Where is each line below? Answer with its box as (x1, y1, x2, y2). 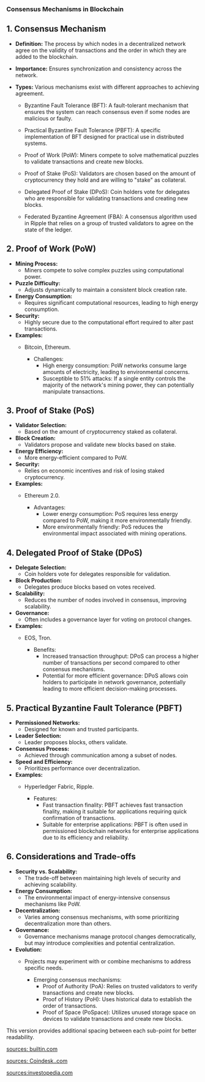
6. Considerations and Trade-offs (6, 851, 136, 862)
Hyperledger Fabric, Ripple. (24, 783, 94, 790)
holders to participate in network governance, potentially (42, 679, 186, 686)
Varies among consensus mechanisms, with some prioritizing (24, 913, 179, 920)
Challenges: (33, 355, 64, 362)
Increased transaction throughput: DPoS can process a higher (42, 652, 199, 660)
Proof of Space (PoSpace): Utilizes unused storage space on (42, 1009, 196, 1016)
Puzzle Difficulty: (15, 279, 61, 286)
